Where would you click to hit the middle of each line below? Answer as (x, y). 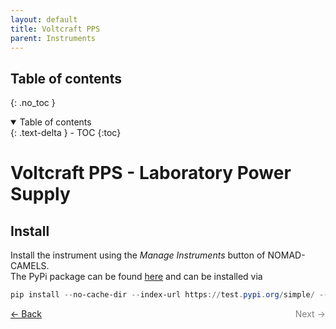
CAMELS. (30, 266)
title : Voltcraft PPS (55, 29)
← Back (26, 314)
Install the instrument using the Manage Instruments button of (138, 255)
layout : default (44, 19)
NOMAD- (286, 255)
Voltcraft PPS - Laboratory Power (151, 173)
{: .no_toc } (33, 103)
